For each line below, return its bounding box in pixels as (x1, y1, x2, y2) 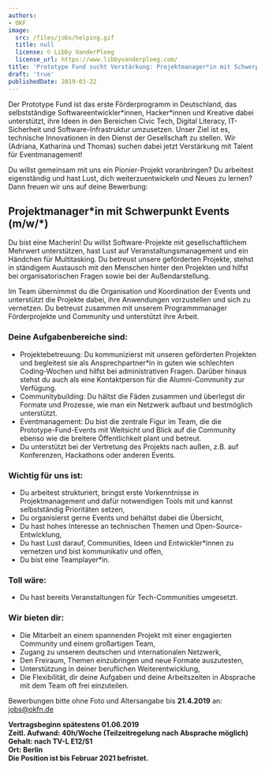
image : (8, 26, 30, 34)
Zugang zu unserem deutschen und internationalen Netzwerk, (19, 647, 222, 656)
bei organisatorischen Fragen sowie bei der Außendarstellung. (8, 272, 211, 281)
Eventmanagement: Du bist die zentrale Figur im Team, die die (19, 416, 222, 426)
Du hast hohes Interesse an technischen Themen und (19, 521, 194, 531)
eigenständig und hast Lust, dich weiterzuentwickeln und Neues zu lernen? (8, 173, 252, 182)
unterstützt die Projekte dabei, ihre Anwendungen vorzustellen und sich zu (8, 295, 251, 305)
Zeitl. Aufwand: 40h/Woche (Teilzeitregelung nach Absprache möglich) (8, 728, 248, 737)
